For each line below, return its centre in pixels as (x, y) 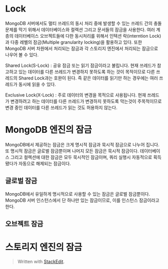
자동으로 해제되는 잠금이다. (45, 163)
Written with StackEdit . (41, 261)
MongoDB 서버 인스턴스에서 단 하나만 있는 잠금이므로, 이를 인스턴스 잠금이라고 (82, 200)
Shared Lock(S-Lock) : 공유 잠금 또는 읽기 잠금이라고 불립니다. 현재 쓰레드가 (81, 65)
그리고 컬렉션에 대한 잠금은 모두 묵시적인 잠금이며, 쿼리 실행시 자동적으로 (81, 157)
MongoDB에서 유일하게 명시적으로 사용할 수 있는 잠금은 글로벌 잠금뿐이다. (78, 194)
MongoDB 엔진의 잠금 (49, 130)
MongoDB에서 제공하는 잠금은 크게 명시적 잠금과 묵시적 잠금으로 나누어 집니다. (82, 144)
